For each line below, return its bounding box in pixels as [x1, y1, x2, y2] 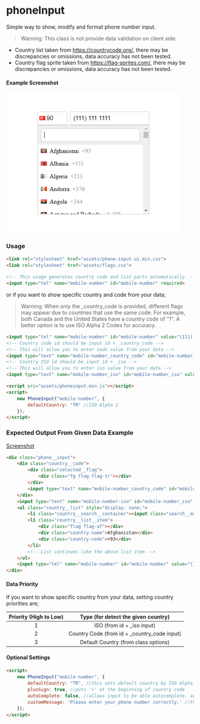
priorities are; [6, 600, 39, 607]
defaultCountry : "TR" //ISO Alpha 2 [27, 402, 118, 408]
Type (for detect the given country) [80, 613, 170, 620]
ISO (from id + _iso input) [94, 622, 156, 629]
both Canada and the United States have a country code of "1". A [20, 315, 180, 322]
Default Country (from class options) [80, 638, 170, 645]
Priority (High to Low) [8, 613, 64, 620]
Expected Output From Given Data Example [6, 428, 134, 437]
